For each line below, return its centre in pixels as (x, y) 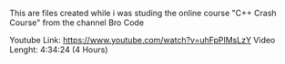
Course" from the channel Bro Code (76, 23)
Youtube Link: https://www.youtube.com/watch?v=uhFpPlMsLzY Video (142, 40)
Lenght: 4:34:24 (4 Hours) (59, 50)
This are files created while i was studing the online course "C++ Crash (143, 13)
